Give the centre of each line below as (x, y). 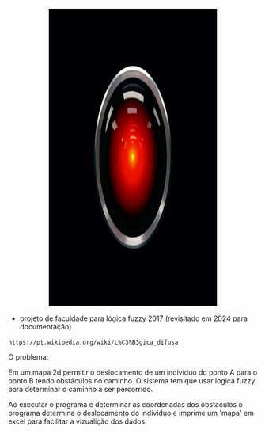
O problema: (28, 357)
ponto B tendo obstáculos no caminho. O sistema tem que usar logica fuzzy (132, 381)
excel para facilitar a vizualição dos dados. (78, 421)
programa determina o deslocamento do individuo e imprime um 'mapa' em (131, 413)
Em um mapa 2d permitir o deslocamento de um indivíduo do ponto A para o (133, 372)
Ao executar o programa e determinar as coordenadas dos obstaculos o (125, 404)
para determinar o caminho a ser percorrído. (81, 389)
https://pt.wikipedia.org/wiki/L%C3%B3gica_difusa (93, 342)
